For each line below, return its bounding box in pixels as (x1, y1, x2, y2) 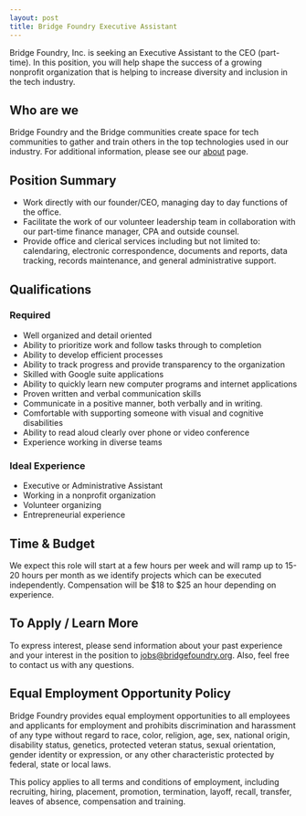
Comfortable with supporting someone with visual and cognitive (22, 408, 264, 419)
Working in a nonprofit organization (22, 490, 156, 501)
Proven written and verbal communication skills (22, 387, 202, 398)
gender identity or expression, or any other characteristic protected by (9, 748, 275, 759)
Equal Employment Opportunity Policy (9, 686, 231, 702)
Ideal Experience (9, 459, 86, 472)
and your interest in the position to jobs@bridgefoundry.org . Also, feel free (9, 650, 290, 661)
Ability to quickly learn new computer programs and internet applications (22, 378, 298, 389)
